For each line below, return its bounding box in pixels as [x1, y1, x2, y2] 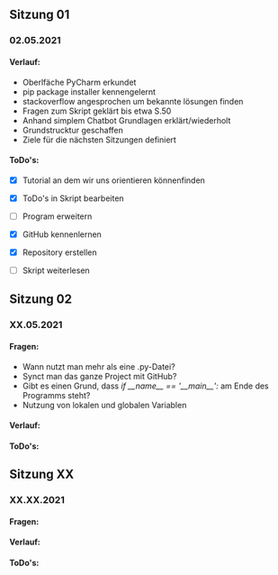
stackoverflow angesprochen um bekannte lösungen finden [22, 96, 244, 106]
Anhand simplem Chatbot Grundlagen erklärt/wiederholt [22, 114, 231, 125]
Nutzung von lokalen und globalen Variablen [22, 399, 187, 410]
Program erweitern [22, 211, 93, 222]
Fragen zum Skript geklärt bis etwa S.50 [22, 105, 172, 116]
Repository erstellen [22, 247, 97, 258]
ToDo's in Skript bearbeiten [22, 193, 124, 204]
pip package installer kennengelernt [22, 86, 156, 97]
